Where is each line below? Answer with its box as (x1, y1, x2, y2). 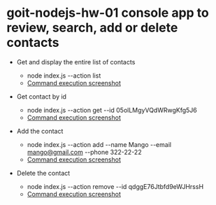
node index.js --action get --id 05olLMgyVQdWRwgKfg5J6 (27, 106, 197, 114)
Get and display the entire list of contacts (16, 57, 136, 66)
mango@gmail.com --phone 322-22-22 (27, 148, 142, 156)
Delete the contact (16, 169, 71, 177)
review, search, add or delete (6, 20, 178, 36)
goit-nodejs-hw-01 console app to (6, 5, 209, 21)
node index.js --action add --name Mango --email (27, 140, 172, 148)
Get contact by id (16, 92, 67, 101)
